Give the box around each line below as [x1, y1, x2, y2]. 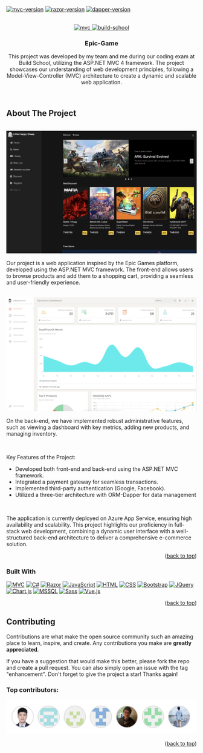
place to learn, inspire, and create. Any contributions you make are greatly [6, 639, 192, 646]
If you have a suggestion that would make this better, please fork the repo [6, 657, 190, 664]
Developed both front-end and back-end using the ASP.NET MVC [14, 465, 178, 473]
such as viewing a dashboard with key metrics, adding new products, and [6, 424, 190, 431]
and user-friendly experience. [6, 279, 80, 286]
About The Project [6, 108, 77, 118]
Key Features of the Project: [6, 453, 76, 461]
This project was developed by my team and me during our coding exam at [8, 53, 195, 60]
